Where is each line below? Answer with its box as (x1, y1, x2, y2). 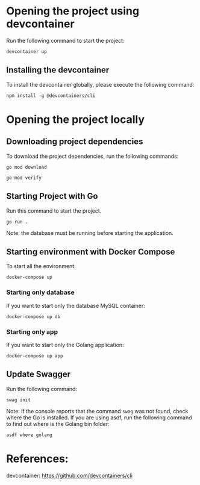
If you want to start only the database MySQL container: (6, 302, 146, 309)
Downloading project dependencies (6, 137, 143, 147)
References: (6, 452, 69, 465)
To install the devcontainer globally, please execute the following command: (6, 81, 195, 88)
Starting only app (6, 327, 58, 336)
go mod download (6, 164, 47, 170)
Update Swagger (6, 369, 71, 380)
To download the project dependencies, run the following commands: (6, 152, 179, 160)
